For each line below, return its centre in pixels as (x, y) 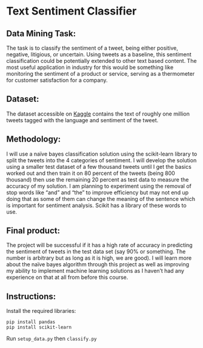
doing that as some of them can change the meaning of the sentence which (101, 199)
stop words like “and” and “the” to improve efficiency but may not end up (98, 192)
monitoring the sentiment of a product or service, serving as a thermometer (101, 74)
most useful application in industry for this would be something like (90, 67)
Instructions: (31, 296)
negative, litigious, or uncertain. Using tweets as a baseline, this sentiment (99, 54)
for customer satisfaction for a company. (57, 80)
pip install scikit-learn (39, 327)
